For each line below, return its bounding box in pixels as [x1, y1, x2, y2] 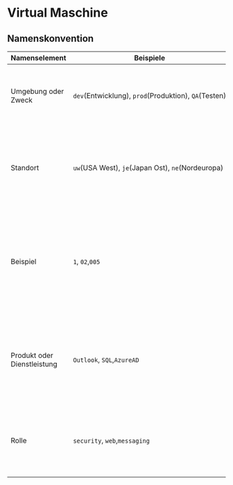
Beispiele [134, 54, 165, 63]
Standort [10, 163, 40, 172]
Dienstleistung [10, 359, 58, 369]
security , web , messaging [72, 436, 150, 445]
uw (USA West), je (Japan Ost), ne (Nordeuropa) [72, 163, 224, 172]
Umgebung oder [10, 87, 64, 96]
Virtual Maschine [7, 5, 109, 21]
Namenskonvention [7, 33, 94, 44]
